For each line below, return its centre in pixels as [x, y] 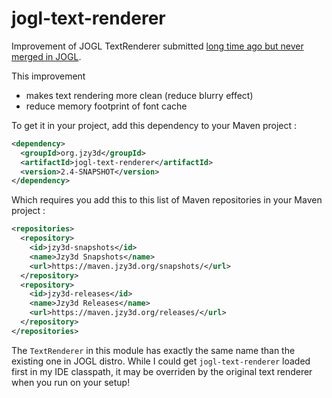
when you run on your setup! [71, 382]
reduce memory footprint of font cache [106, 106]
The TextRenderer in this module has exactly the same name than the [153, 350]
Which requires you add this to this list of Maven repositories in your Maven [167, 200]
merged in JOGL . [46, 56]
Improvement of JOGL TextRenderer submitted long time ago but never [157, 46]
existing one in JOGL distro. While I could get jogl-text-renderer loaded [161, 361]
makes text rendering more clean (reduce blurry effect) [139, 95]
